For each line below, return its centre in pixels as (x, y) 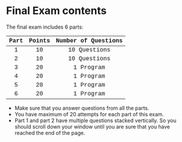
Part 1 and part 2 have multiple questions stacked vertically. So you (95, 120)
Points (40, 41)
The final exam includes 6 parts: (45, 27)
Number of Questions (89, 41)
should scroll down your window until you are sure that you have (92, 126)
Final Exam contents (56, 11)
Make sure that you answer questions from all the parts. (82, 108)
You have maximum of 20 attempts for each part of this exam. (89, 114)
